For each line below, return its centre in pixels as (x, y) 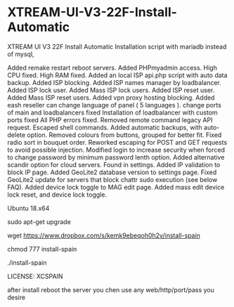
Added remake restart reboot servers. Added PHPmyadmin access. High (112, 67)
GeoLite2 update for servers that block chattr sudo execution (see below (112, 179)
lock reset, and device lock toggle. (57, 195)
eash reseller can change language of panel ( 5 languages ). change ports (114, 105)
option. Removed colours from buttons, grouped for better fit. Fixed (124, 135)
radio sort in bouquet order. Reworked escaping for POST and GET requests (117, 142)
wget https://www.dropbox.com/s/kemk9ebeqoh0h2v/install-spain (104, 235)
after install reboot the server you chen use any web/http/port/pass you (111, 289)
